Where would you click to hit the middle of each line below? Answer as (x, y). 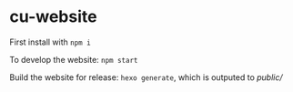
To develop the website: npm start (74, 59)
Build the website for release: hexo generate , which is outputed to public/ (146, 77)
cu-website (53, 17)
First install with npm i (50, 42)
